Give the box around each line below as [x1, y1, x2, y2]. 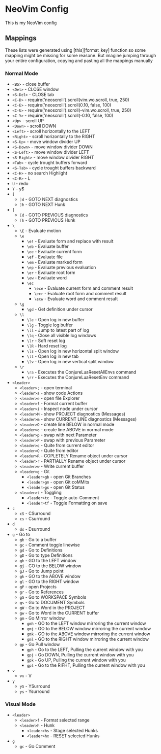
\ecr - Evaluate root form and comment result [34, 291, 127, 297]
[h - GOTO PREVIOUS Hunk [19, 217, 76, 223]
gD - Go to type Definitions [19, 552, 73, 558]
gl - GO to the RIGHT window [19, 579, 80, 584]
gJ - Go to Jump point [19, 568, 64, 574]
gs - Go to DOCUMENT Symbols [19, 600, 85, 606]
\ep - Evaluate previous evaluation [27, 265, 96, 271]
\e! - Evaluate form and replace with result [27, 238, 114, 244]
